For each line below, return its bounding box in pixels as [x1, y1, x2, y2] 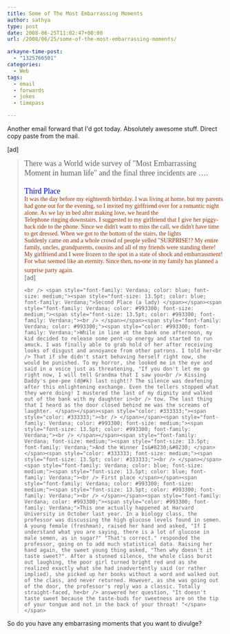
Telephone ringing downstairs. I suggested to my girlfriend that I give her [23, 216, 202, 223]
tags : [7, 74, 23, 81]
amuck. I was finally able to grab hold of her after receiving [23, 341, 213, 348]
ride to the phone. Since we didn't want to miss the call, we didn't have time [36, 223, 219, 230]
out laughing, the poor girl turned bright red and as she [23, 559, 198, 566]
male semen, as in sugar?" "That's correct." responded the [23, 535, 200, 541]
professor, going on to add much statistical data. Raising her [23, 541, 213, 548]
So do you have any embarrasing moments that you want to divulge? [7, 619, 202, 627]
